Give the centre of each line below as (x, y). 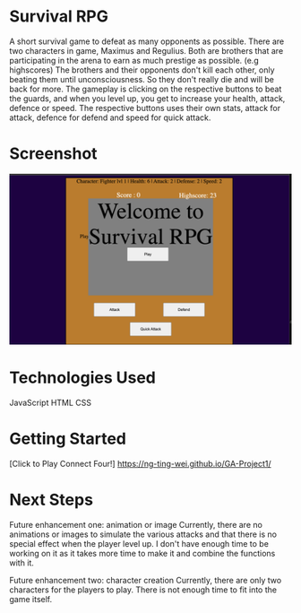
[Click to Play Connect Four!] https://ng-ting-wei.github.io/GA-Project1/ (140, 463)
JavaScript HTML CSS (51, 402)
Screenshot (53, 154)
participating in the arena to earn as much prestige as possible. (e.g (134, 60)
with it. (21, 563)
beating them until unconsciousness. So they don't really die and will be (142, 79)
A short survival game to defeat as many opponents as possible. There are (147, 41)
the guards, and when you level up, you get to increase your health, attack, (147, 98)
